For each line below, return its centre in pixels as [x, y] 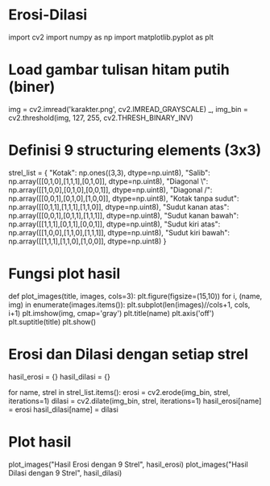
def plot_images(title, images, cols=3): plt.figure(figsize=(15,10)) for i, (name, [135, 296]
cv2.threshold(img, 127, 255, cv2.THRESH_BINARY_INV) [101, 118]
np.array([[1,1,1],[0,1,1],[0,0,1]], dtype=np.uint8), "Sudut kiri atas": [114, 224]
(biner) [32, 87]
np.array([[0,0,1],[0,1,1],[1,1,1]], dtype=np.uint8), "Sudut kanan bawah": [124, 215]
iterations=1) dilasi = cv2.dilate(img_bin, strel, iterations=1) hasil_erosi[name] [135, 401]
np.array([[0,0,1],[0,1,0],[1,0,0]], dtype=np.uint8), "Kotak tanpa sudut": [124, 198]
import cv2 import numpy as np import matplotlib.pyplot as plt [111, 37]
